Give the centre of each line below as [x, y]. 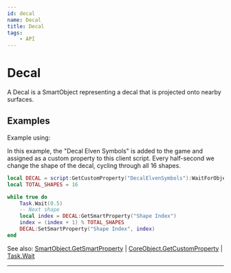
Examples [29, 121]
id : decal [21, 13]
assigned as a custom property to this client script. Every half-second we [111, 158]
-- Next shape [40, 210]
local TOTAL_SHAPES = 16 [43, 184]
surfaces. [21, 100]
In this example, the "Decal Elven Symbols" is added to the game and [105, 151]
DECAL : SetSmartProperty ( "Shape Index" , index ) [87, 229]
